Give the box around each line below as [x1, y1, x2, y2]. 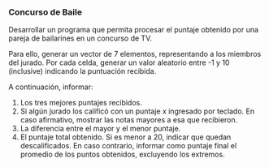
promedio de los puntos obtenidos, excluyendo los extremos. [20, 149, 225, 160]
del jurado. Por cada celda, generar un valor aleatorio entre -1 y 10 [8, 58, 230, 67]
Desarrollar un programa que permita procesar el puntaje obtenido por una [8, 25, 258, 35]
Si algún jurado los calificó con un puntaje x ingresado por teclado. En [20, 106, 254, 116]
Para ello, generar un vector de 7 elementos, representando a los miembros [8, 49, 262, 59]
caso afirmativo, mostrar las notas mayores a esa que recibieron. [20, 115, 238, 125]
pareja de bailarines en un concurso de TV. [8, 33, 153, 43]
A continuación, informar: [8, 82, 93, 92]
